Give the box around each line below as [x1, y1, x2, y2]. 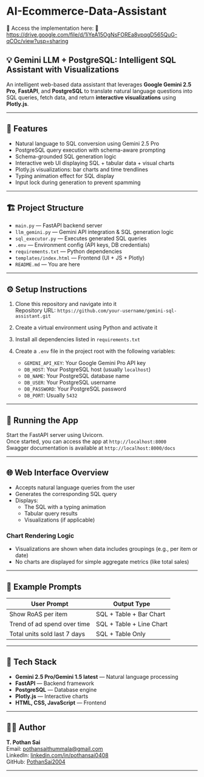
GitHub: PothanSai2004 [6, 757, 66, 765]
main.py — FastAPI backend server [15, 222, 103, 229]
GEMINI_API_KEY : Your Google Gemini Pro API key [24, 360, 146, 367]
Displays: [15, 497, 38, 504]
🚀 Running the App [6, 415, 79, 425]
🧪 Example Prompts [6, 581, 82, 592]
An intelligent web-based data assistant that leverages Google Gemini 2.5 [6, 80, 192, 88]
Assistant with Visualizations [6, 65, 120, 75]
